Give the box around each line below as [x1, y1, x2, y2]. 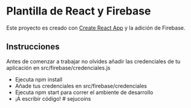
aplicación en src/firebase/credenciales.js [6, 64, 111, 71]
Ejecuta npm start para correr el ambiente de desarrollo [15, 89, 154, 96]
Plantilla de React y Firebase [6, 4, 151, 18]
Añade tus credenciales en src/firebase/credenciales [15, 82, 147, 89]
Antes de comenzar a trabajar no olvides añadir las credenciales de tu [6, 57, 181, 65]
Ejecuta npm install [15, 75, 62, 83]
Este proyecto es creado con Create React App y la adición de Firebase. [6, 24, 186, 31]
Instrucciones [6, 42, 60, 52]
